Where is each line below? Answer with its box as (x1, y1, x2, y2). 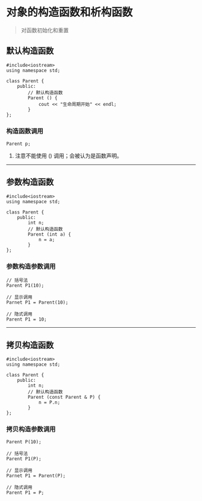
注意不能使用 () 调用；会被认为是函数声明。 (14, 152, 122, 159)
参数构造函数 (6, 177, 54, 187)
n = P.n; (38, 399, 61, 405)
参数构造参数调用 (6, 262, 56, 271)
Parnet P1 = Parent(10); (6, 300, 69, 306)
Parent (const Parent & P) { (28, 394, 101, 400)
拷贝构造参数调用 (6, 425, 56, 433)
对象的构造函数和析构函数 (6, 5, 133, 19)
